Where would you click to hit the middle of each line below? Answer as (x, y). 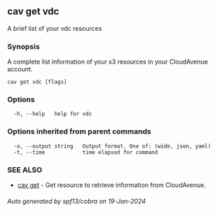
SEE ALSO (25, 169)
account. (20, 69)
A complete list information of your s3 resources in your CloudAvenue (108, 62)
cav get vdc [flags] (37, 82)
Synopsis (23, 46)
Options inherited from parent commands (79, 132)
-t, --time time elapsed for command (86, 152)
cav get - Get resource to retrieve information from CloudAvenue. (112, 185)
